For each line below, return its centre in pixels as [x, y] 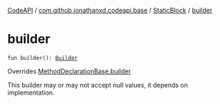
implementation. [31, 93]
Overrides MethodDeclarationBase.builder [69, 71]
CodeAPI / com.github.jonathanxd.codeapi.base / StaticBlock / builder [110, 10]
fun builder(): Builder [43, 58]
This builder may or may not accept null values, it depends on [98, 85]
